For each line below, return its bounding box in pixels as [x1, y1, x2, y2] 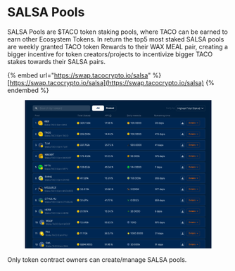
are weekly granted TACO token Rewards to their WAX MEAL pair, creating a [7, 42, 229, 51]
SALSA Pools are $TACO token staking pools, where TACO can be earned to [7, 27, 229, 36]
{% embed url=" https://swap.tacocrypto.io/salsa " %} [7, 71, 162, 80]
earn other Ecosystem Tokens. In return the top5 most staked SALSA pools [7, 34, 224, 43]
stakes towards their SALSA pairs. [7, 57, 106, 65]
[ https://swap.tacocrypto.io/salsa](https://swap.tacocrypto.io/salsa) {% [7, 78, 215, 87]
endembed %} [7, 86, 49, 94]
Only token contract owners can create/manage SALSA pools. [7, 255, 187, 264]
